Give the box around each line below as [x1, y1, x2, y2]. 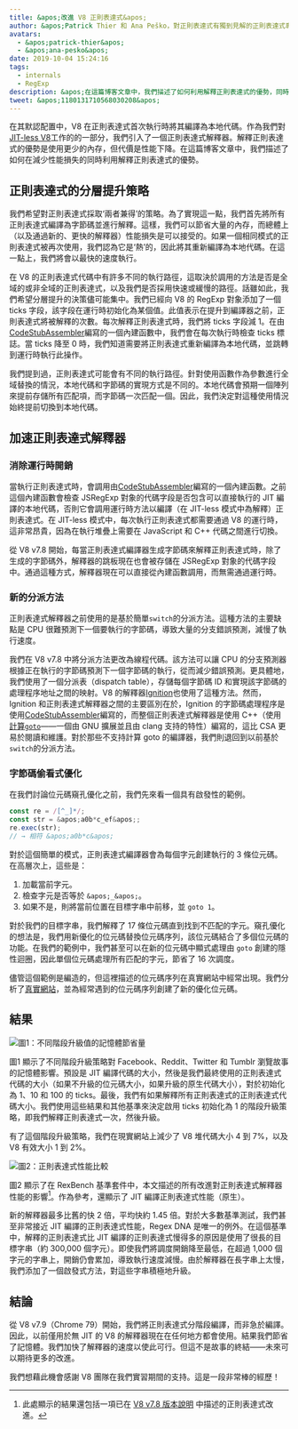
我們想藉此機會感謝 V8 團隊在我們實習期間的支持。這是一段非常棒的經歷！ [9, 1371, 281, 1383]
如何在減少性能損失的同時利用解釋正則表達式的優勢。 [9, 155, 204, 165]
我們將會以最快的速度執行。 [39, 253, 142, 263]
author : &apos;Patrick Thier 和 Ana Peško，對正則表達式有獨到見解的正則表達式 [9, 21, 286, 30]
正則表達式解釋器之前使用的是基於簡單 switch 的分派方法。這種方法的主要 [9, 613, 274, 623]
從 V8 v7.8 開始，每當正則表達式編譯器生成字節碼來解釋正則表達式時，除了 [9, 544, 282, 555]
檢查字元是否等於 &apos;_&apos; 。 [21, 890, 146, 901]
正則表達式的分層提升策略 [9, 183, 149, 198]
